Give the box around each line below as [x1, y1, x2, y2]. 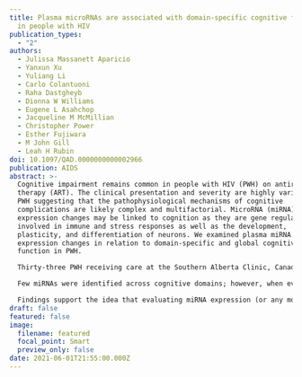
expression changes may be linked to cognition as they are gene [17, 213, 268, 223]
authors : [9, 47, 42, 56]
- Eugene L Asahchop [17, 105, 94, 114]
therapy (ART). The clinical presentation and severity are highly [17, 188, 276, 197]
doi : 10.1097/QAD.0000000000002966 [9, 154, 143, 164]
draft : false [9, 303, 58, 312]
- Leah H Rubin [17, 146, 75, 155]
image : [9, 320, 34, 329]
